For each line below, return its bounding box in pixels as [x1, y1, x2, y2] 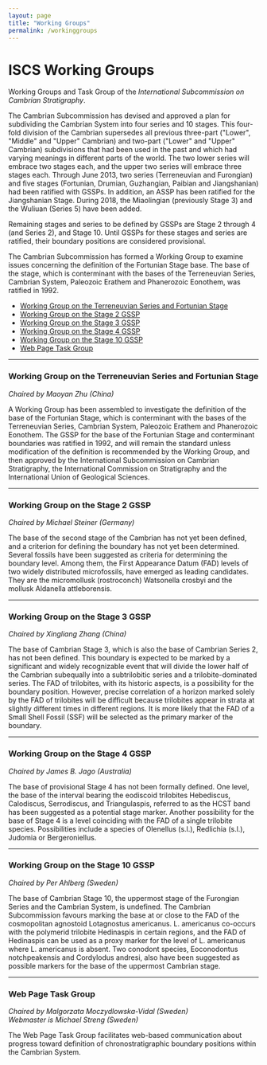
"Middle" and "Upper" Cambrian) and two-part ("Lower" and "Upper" [8, 136, 236, 146]
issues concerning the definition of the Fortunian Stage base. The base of [8, 260, 250, 270]
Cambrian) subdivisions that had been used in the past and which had [8, 145, 238, 155]
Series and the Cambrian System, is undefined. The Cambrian [8, 902, 211, 911]
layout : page [8, 11, 52, 20]
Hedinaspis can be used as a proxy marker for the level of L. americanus [8, 935, 246, 945]
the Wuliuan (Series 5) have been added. [8, 204, 142, 213]
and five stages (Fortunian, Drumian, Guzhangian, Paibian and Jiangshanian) [8, 178, 259, 188]
